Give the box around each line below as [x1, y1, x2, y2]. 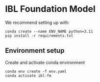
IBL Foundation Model [5, 3, 96, 15]
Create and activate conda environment [5, 60, 85, 65]
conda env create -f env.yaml [5, 69, 67, 74]
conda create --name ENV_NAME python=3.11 [5, 29, 93, 34]
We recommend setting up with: [5, 20, 70, 25]
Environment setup [5, 46, 65, 55]
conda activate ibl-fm [5, 73, 51, 78]
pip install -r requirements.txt [5, 33, 74, 38]
